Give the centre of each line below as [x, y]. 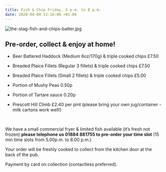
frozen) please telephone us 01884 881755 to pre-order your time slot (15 [82, 135]
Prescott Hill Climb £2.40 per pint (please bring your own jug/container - [87, 105]
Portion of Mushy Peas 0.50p [42, 85]
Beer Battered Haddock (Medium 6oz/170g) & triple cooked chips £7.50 [85, 56]
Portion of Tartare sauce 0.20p [44, 95]
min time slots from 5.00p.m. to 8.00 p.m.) [48, 140]
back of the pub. [22, 155]
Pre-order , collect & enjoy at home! [60, 44]
